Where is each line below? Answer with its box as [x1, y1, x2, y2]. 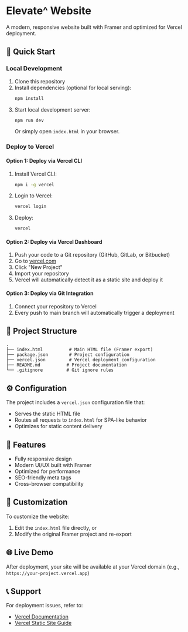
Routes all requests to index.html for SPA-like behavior [14, 416, 148, 423]
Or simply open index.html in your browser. [14, 128, 120, 135]
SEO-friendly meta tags [14, 474, 71, 481]
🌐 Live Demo [6, 547, 54, 557]
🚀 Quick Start [6, 47, 56, 57]
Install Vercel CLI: [14, 170, 57, 177]
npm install [14, 95, 44, 101]
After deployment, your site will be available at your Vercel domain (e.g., [6, 563, 180, 570]
